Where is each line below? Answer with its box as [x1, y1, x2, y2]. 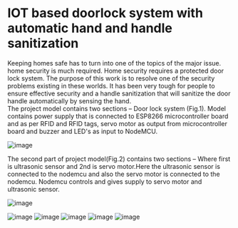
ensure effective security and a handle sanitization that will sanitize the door [7, 89, 231, 98]
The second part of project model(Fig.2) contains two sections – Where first [7, 155, 231, 163]
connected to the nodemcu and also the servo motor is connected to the [7, 170, 220, 178]
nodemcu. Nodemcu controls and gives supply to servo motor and [7, 177, 202, 186]
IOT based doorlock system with [7, 5, 203, 21]
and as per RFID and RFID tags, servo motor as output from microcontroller [7, 119, 228, 128]
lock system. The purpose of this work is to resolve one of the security [7, 73, 215, 83]
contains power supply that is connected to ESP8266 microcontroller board [7, 112, 229, 120]
